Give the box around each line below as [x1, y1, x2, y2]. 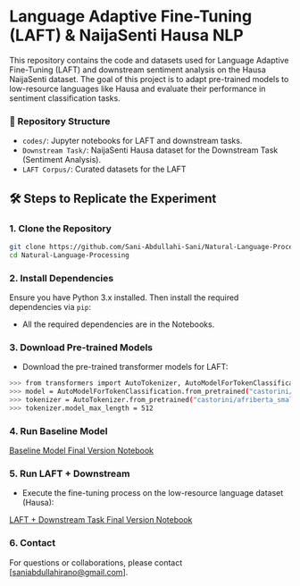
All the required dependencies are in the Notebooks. [21, 319, 215, 330]
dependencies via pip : [9, 301, 92, 312]
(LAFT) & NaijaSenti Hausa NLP [9, 25, 244, 46]
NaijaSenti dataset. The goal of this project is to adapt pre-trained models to [9, 73, 289, 84]
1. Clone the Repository [9, 222, 112, 234]
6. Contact [9, 537, 56, 549]
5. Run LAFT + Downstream [9, 467, 130, 480]
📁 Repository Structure [9, 114, 111, 127]
